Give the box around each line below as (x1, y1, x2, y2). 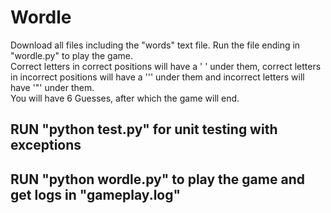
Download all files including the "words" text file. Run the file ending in (10, 39, 301, 51)
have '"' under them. (10, 81, 95, 93)
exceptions (10, 137, 82, 154)
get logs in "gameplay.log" (10, 186, 182, 203)
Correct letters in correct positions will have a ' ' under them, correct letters (10, 60, 322, 72)
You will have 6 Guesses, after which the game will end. (10, 92, 240, 104)
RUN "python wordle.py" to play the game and (10, 171, 305, 188)
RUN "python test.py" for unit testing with (10, 121, 278, 138)
